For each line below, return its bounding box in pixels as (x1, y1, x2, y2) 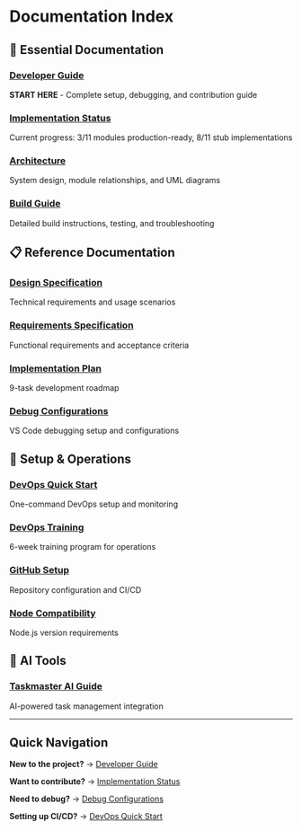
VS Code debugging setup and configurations (9, 425, 180, 437)
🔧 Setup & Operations (9, 451, 132, 466)
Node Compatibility (9, 606, 96, 619)
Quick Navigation (9, 735, 109, 750)
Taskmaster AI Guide (9, 680, 103, 693)
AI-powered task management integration (9, 701, 164, 711)
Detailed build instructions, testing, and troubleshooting (9, 217, 215, 228)
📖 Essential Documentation (9, 42, 164, 57)
